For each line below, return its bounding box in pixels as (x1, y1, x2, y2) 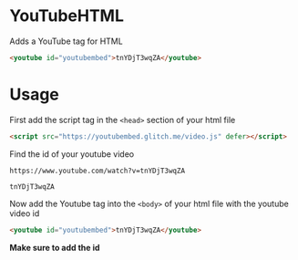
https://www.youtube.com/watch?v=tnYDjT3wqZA (9, 166, 185, 175)
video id (9, 207, 40, 219)
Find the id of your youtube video (9, 148, 135, 160)
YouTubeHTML (9, 5, 125, 26)
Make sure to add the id (9, 242, 100, 253)
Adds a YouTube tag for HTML (9, 36, 123, 47)
